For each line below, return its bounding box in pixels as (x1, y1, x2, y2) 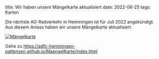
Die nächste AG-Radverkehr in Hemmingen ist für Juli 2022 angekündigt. (5, 19, 155, 25)
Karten (5, 9, 19, 15)
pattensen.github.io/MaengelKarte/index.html (5, 49, 98, 54)
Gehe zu (5, 43, 22, 49)
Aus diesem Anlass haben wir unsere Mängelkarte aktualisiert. (5, 24, 133, 30)
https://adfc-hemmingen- (23, 43, 76, 49)
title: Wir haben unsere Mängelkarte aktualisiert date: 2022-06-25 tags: (5, 4, 151, 10)
